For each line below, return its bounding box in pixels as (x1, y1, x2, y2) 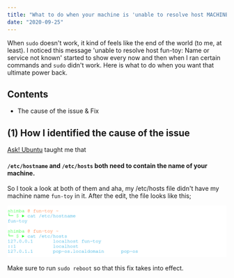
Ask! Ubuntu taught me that (7, 146, 86, 154)
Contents (7, 88, 49, 100)
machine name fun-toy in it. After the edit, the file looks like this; (7, 192, 192, 200)
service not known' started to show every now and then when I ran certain (7, 53, 221, 62)
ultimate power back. (7, 68, 68, 77)
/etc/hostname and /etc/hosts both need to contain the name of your (7, 161, 208, 170)
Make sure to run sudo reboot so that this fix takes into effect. (7, 264, 184, 272)
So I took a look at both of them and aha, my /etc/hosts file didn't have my (7, 185, 219, 193)
